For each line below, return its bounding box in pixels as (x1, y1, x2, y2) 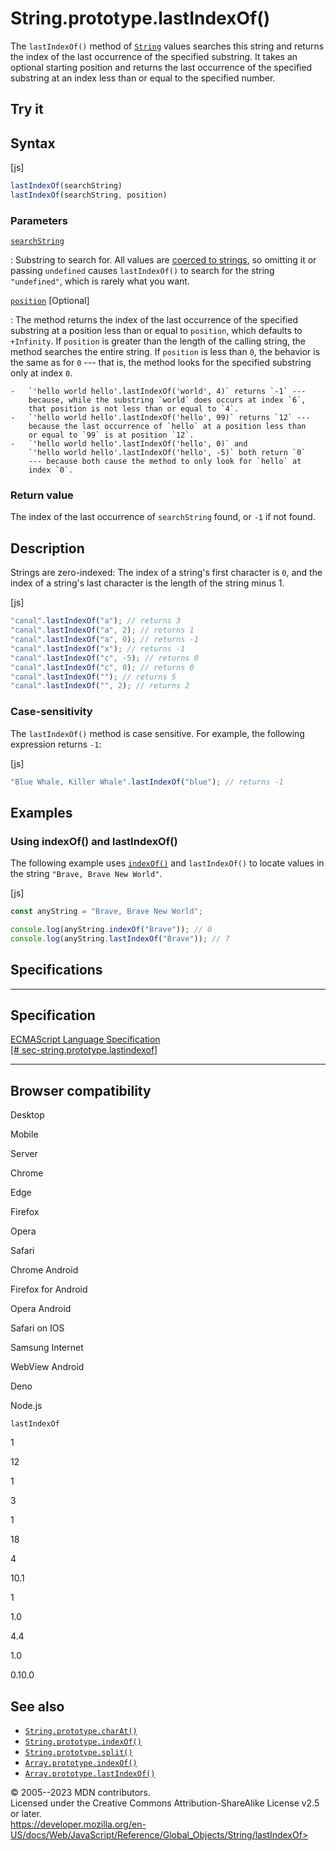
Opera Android (10, 1303, 72, 1315)
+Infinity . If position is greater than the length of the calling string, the (10, 335, 306, 347)
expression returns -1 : (10, 738, 102, 750)
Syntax (10, 135, 56, 152)
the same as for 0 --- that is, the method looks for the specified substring (10, 357, 312, 369)
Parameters (10, 213, 68, 227)
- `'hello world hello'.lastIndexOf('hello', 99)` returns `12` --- (10, 413, 311, 423)
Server (10, 1148, 38, 1160)
